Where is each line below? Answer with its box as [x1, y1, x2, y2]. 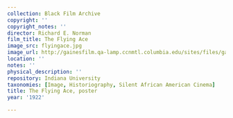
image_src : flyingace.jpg [7, 42, 82, 49]
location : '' [7, 56, 45, 62]
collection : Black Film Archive [7, 10, 101, 17]
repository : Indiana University [7, 74, 101, 82]
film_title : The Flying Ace [7, 36, 89, 43]
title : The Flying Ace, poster [7, 87, 98, 94]
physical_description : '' [7, 68, 82, 75]
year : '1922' [7, 94, 45, 101]
